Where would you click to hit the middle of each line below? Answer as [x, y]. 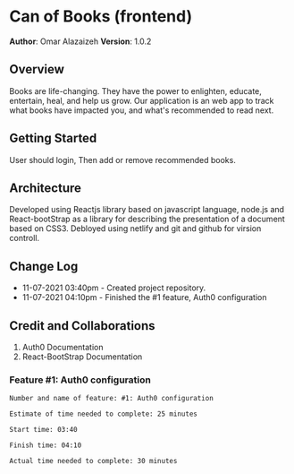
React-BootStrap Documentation [82, 357]
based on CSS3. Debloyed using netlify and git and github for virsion [135, 228]
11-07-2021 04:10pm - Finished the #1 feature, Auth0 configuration [144, 297]
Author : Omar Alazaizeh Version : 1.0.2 [80, 41]
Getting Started [53, 138]
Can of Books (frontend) [101, 17]
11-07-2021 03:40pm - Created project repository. [114, 288]
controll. [25, 238]
